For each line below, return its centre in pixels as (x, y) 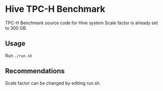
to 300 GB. (16, 28)
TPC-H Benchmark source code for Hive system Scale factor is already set (81, 23)
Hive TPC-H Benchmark (55, 9)
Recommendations (35, 71)
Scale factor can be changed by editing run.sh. (53, 83)
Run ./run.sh (19, 55)
